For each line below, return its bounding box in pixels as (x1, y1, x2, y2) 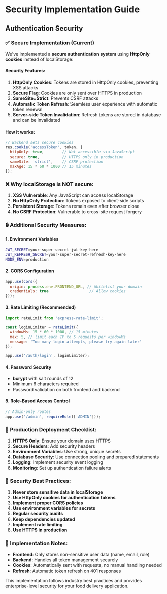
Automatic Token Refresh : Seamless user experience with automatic (12, 101, 158, 107)
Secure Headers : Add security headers (12, 443, 95, 449)
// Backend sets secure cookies (5, 140, 74, 145)
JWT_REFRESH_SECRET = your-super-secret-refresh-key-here (5, 252, 126, 257)
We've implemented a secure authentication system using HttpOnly (5, 50, 150, 57)
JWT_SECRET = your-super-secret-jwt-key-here (5, 247, 99, 252)
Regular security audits (12, 511, 63, 517)
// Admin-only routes (5, 409, 51, 414)
